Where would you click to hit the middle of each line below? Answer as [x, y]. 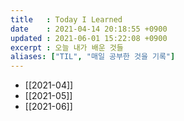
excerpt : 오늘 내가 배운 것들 [67, 47]
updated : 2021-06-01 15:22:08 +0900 [89, 38]
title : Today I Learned [66, 19]
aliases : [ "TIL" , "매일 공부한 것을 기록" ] [93, 57]
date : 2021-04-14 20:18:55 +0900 [89, 29]
